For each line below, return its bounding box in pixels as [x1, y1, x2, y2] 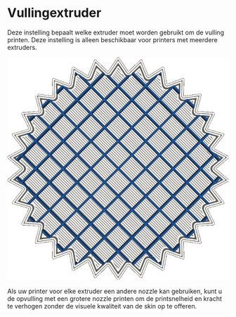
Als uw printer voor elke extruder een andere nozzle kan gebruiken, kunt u [7, 287, 223, 295]
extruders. [7, 43, 37, 51]
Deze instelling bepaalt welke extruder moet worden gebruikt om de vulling [7, 28, 225, 37]
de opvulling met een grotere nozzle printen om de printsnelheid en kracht [7, 295, 223, 303]
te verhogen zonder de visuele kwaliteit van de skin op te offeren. [7, 302, 197, 310]
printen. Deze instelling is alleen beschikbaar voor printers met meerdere [7, 35, 218, 44]
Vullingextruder [7, 5, 102, 21]
